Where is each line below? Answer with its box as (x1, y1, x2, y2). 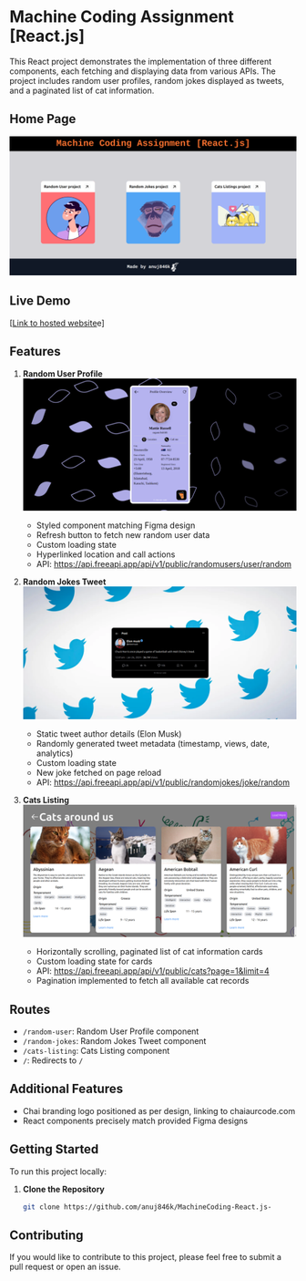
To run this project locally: (9, 1165, 107, 1177)
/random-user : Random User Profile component (22, 1026, 199, 1037)
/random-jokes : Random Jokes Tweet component (22, 1036, 207, 1047)
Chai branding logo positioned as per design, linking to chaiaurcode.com (22, 1105, 296, 1116)
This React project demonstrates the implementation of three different (9, 56, 272, 67)
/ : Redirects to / (22, 1055, 84, 1066)
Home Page (9, 111, 76, 127)
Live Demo (9, 294, 71, 309)
